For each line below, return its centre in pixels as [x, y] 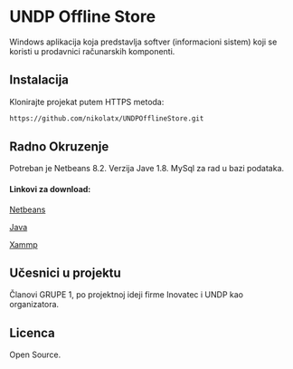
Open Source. [35, 354]
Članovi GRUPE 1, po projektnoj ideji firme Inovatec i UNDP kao [127, 295]
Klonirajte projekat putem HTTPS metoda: [87, 102]
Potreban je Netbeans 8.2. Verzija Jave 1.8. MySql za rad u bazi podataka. [147, 169]
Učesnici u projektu [66, 273]
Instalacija [39, 80]
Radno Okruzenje [59, 147]
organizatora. [34, 305]
